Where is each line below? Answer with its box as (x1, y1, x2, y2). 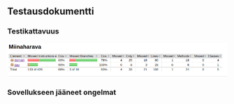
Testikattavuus (7, 27, 59, 36)
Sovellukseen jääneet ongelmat (7, 87, 117, 97)
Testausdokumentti (7, 6, 94, 17)
